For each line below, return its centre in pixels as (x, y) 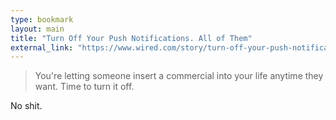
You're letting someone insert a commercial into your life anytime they (179, 76)
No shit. (26, 106)
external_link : (42, 47)
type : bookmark (42, 19)
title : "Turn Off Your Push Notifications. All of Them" (131, 38)
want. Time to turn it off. (84, 87)
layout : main (37, 29)
